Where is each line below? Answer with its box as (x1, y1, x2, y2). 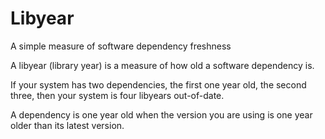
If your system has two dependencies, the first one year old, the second (10, 78, 307, 91)
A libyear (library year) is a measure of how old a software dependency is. (10, 59, 315, 71)
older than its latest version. (10, 119, 125, 131)
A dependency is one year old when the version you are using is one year (10, 108, 313, 121)
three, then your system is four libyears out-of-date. (10, 89, 225, 101)
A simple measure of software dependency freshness (10, 40, 232, 52)
